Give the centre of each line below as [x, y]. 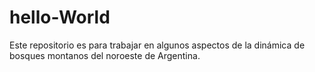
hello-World [60, 17]
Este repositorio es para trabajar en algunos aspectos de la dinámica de [157, 45]
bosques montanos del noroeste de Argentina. [105, 55]
